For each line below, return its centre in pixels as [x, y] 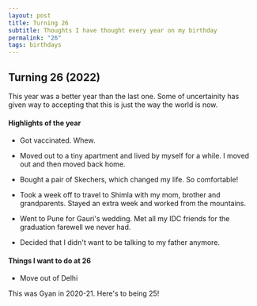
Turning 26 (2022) [54, 77]
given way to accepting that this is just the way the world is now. [113, 105]
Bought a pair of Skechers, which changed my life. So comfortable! [129, 180]
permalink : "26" [35, 38]
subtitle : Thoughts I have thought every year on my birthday [113, 30]
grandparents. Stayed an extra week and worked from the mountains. [133, 204]
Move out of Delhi [49, 278]
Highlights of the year [45, 123]
